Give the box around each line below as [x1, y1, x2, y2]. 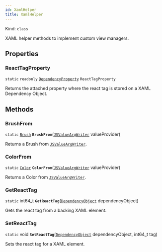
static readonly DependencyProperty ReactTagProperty [5, 77, 116, 82]
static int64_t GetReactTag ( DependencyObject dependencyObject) [5, 198, 139, 204]
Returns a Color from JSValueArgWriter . [5, 174, 86, 180]
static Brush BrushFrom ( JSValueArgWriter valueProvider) [5, 131, 121, 137]
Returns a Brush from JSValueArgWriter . [5, 141, 87, 147]
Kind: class [5, 25, 28, 31]
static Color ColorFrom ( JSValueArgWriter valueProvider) [5, 165, 121, 170]
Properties [5, 49, 39, 58]
